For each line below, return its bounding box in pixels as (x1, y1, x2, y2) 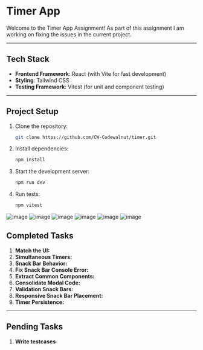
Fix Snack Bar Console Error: (14, 266, 89, 274)
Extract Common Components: (14, 272, 95, 280)
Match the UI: (14, 247, 50, 254)
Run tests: (14, 190, 40, 198)
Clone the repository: (14, 123, 68, 130)
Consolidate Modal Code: (14, 279, 80, 286)
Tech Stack (6, 54, 50, 64)
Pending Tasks (6, 321, 63, 332)
